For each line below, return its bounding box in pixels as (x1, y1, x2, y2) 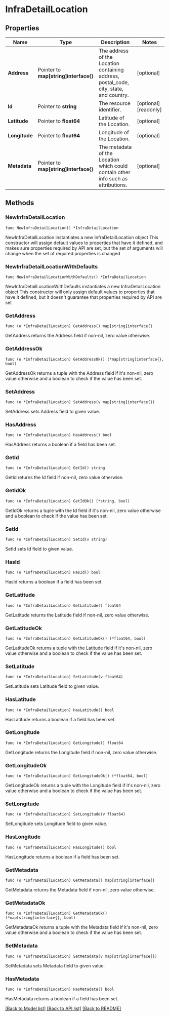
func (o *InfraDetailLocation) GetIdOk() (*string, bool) (5, 498, 130, 503)
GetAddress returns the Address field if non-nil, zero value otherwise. (5, 333, 151, 339)
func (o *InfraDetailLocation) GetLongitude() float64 (5, 740, 123, 746)
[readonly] (137, 106, 162, 113)
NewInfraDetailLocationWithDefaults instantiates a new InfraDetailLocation (5, 283, 161, 289)
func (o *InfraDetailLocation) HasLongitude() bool (5, 845, 116, 850)
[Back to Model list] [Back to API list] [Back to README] (5, 1005, 121, 1011)
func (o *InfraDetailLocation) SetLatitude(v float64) (5, 675, 123, 680)
